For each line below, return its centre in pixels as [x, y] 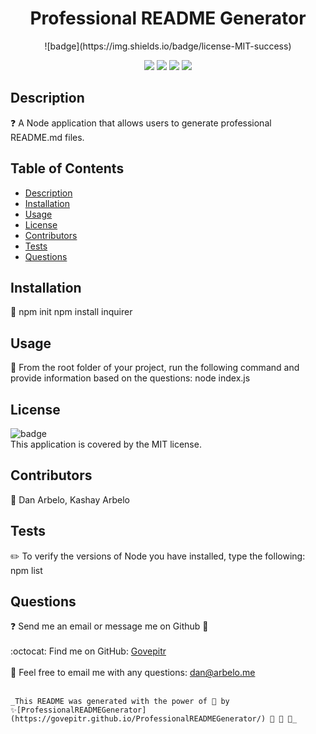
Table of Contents [67, 168]
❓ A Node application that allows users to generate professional [141, 123]
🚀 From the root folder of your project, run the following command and [155, 368]
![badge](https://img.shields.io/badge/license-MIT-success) [168, 46]
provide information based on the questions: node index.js [130, 378]
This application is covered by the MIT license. [106, 444]
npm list [26, 570]
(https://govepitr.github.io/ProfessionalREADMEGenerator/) [138, 719]
